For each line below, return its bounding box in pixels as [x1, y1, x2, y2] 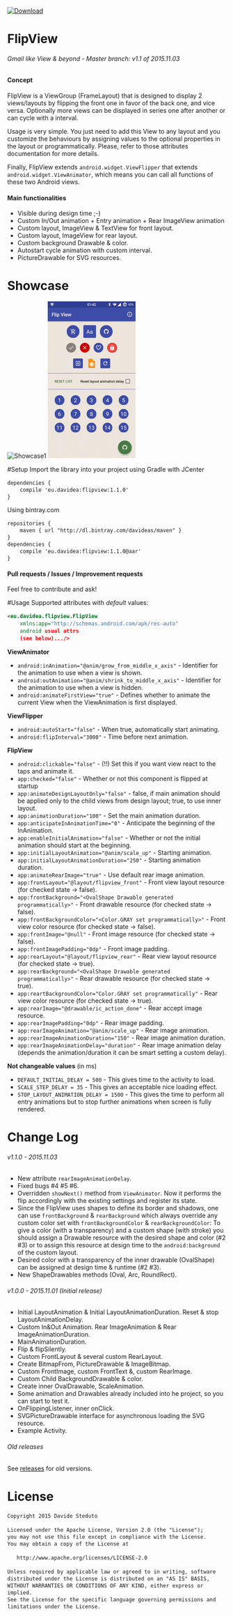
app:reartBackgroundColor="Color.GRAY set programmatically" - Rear [17, 989, 218, 997]
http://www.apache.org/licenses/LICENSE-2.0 [16, 1554, 148, 1561]
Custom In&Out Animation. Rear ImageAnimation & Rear [17, 1323, 177, 1331]
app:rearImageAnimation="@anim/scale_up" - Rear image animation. [17, 1026, 210, 1034]
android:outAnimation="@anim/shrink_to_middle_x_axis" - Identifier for [17, 676, 221, 684]
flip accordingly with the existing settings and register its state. [17, 1196, 198, 1205]
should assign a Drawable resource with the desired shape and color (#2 [17, 1233, 226, 1242]
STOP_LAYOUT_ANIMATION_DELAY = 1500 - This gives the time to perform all [17, 1090, 225, 1098]
